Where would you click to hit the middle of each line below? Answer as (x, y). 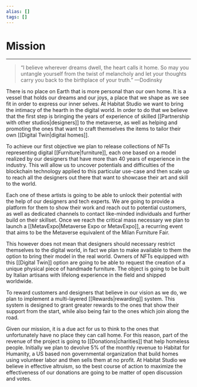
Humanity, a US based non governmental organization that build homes (92, 354)
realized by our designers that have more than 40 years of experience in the (98, 159)
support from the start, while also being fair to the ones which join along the (98, 311)
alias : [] (18, 11)
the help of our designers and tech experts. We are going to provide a (90, 201)
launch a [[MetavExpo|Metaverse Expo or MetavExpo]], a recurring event (94, 226)
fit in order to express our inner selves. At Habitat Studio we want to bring (95, 104)
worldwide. (20, 281)
